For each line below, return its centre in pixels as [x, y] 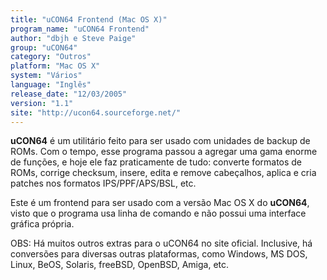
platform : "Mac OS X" [55, 66]
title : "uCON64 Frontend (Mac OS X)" [89, 19]
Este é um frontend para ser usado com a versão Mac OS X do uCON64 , [160, 203]
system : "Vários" [46, 76]
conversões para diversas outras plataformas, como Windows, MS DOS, [159, 254]
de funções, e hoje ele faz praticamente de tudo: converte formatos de [156, 162]
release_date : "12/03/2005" [69, 94]
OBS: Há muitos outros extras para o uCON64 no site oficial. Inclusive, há [161, 243]
